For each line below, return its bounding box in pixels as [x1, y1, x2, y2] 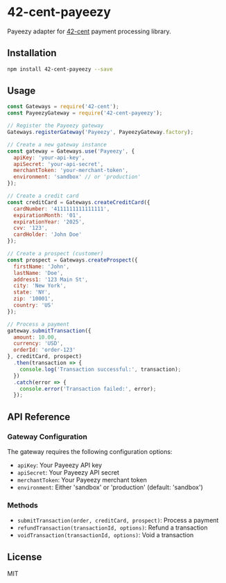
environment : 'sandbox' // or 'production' [13, 174, 141, 180]
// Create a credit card [7, 192, 79, 200]
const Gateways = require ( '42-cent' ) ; [7, 103, 119, 110]
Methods [7, 500, 38, 510]
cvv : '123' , [13, 225, 49, 232]
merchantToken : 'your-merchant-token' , [13, 167, 129, 174]
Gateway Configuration [7, 432, 88, 441]
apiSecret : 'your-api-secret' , [13, 160, 104, 167]
